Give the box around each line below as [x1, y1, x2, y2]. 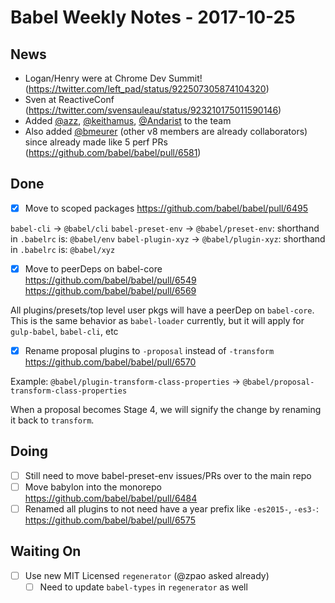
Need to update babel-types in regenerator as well [39, 581, 248, 593]
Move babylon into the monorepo [24, 481, 162, 493]
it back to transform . [10, 414, 95, 426]
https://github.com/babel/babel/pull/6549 [24, 274, 197, 286]
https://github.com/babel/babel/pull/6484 [24, 492, 198, 504]
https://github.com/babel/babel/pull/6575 [24, 514, 196, 526]
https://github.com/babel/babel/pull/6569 [24, 284, 197, 296]
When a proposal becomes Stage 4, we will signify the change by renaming [10, 404, 322, 415]
